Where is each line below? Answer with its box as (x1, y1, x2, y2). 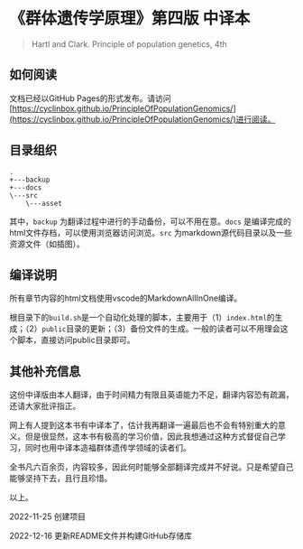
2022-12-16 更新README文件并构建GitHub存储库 (9, 530, 192, 542)
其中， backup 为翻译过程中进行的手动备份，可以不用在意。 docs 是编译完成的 (9, 216, 291, 227)
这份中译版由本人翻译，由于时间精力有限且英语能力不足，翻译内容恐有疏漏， (9, 389, 294, 400)
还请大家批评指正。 (9, 401, 81, 412)
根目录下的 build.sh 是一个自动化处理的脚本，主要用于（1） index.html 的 (9, 312, 275, 323)
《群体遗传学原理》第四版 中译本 (9, 8, 251, 29)
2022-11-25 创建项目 (9, 511, 87, 522)
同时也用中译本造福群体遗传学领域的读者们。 (24, 442, 191, 453)
